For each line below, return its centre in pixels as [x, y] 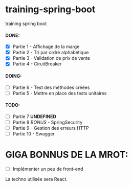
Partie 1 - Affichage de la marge [46, 46]
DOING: [14, 76]
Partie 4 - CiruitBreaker [37, 64]
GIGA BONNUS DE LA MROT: [67, 155]
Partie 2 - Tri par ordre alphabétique [51, 53]
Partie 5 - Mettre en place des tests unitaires [60, 93]
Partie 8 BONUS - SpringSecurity [48, 122]
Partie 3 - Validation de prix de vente [51, 58]
